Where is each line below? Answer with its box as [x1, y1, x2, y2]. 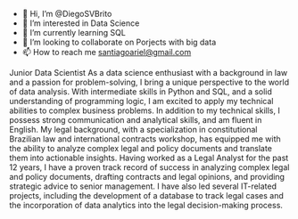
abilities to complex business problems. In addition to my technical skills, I [9, 105, 281, 116]
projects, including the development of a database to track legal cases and [9, 191, 284, 200]
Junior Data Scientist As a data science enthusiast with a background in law [9, 68, 288, 77]
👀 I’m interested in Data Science [21, 18, 140, 28]
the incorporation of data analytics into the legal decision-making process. [9, 200, 284, 210]
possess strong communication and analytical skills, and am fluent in [9, 115, 262, 125]
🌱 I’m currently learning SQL [21, 28, 127, 37]
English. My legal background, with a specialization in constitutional [9, 125, 258, 134]
